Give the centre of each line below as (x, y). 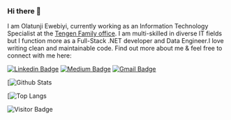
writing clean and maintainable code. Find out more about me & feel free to (115, 49)
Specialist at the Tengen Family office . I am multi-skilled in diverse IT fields (114, 33)
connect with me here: (39, 55)
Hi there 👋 (24, 11)
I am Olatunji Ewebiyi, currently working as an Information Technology (108, 26)
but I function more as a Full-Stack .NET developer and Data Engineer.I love (116, 41)
